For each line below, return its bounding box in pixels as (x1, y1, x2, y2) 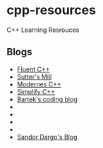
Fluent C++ (16, 64, 50, 73)
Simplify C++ (16, 87, 56, 96)
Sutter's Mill (16, 72, 52, 81)
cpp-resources (6, 2, 97, 18)
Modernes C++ (16, 80, 61, 89)
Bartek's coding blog (16, 95, 78, 103)
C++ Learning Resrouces (6, 25, 80, 34)
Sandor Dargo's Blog (16, 132, 78, 141)
